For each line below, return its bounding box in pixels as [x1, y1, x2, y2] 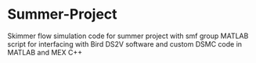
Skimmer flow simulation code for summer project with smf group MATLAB [7, 31, 249, 40]
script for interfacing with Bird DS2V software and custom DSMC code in [7, 39, 243, 48]
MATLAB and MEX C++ [7, 47, 83, 57]
